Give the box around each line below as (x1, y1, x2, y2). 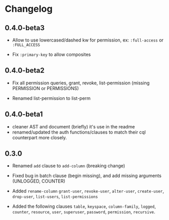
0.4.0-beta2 (5, 66, 45, 75)
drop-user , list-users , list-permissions (12, 193, 98, 200)
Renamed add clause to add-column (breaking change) (12, 163, 125, 169)
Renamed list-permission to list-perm (12, 95, 91, 101)
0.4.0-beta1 (5, 110, 43, 119)
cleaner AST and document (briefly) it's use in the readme (12, 123, 135, 129)
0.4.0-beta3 (5, 24, 45, 32)
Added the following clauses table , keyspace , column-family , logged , (12, 203, 156, 210)
